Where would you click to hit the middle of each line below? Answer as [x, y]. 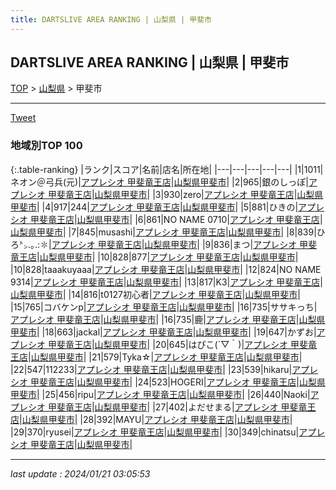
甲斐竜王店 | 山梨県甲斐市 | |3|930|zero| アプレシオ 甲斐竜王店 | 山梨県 [185, 194]
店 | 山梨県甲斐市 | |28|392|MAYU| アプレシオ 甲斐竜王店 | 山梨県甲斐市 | [151, 419]
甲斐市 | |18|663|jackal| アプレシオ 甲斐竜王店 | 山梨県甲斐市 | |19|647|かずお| [163, 332]
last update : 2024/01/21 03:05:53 [80, 473]
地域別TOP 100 [46, 146]
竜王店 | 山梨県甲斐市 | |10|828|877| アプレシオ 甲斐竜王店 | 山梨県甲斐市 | [154, 257]
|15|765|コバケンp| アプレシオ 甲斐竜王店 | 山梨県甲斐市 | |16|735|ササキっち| [164, 307]
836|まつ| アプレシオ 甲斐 [265, 244]
